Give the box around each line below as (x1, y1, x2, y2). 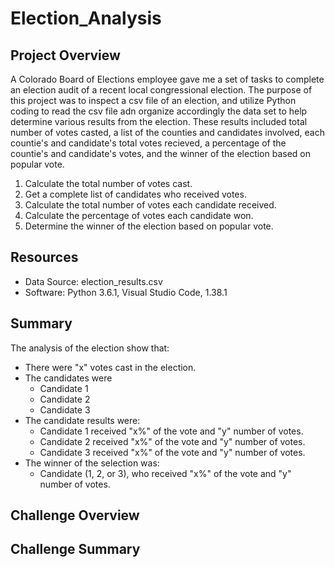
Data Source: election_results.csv (24, 275, 163, 287)
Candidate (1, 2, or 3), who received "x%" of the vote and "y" (39, 467, 292, 479)
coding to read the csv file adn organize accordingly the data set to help (10, 105, 308, 117)
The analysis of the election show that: (10, 342, 170, 354)
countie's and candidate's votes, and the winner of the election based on (10, 148, 311, 159)
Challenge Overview (10, 507, 140, 524)
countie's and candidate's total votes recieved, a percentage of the (10, 137, 287, 149)
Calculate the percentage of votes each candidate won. (24, 210, 254, 221)
